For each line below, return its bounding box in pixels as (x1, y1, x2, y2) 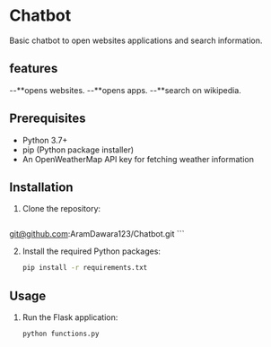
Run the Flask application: (22, 312, 118, 323)
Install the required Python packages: (22, 246, 162, 256)
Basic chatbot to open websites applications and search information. (9, 35, 263, 46)
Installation (9, 179, 74, 195)
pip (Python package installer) (22, 144, 135, 155)
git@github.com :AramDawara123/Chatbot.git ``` (9, 229, 185, 239)
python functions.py (22, 329, 100, 339)
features (9, 61, 58, 76)
